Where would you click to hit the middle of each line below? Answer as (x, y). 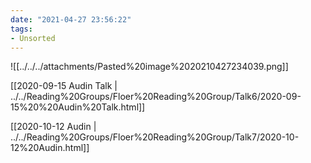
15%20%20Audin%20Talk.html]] (78, 107)
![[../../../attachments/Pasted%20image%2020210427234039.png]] (149, 67)
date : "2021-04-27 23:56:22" (71, 19)
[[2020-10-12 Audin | (53, 127)
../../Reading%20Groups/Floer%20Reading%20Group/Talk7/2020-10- (155, 137)
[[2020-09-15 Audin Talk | (64, 86)
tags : (21, 29)
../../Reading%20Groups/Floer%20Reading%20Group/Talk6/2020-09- (156, 97)
